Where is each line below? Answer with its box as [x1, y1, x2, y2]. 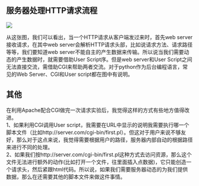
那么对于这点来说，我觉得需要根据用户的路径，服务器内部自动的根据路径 [16, 136, 193, 143]
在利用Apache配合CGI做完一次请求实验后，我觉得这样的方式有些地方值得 [6, 106, 185, 114]
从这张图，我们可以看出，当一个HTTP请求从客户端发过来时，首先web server [6, 33, 193, 40]
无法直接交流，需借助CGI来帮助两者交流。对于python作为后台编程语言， [6, 63, 183, 70]
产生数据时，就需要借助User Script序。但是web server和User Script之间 [16, 56, 192, 63]
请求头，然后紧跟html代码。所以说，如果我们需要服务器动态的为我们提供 [11, 165, 188, 173]
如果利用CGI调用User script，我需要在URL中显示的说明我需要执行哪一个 [13, 121, 190, 129]
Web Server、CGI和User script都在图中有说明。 [16, 70, 133, 78]
